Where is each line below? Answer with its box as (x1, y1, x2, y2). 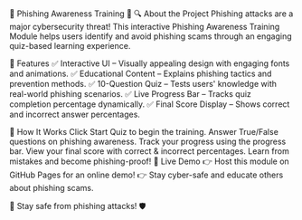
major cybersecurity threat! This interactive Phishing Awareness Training (9, 22, 280, 32)
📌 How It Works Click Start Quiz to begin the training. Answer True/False (9, 127, 278, 137)
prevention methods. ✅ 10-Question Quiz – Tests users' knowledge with (9, 79, 278, 89)
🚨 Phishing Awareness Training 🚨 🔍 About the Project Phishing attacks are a (9, 8, 294, 19)
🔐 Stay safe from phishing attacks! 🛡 (9, 201, 146, 211)
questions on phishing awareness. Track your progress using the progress (9, 136, 287, 147)
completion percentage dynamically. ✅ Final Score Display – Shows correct (9, 99, 290, 110)
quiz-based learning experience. (9, 41, 131, 51)
